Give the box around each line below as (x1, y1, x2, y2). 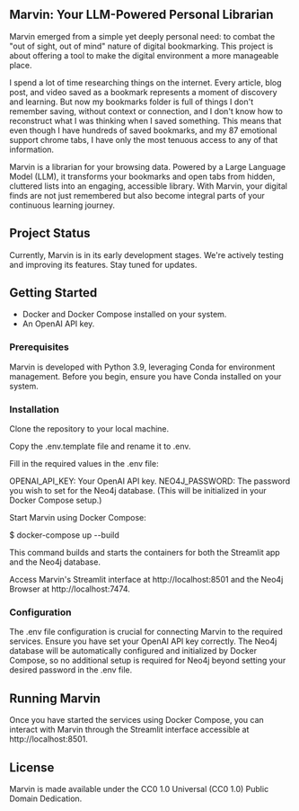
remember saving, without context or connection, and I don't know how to (9, 105, 283, 116)
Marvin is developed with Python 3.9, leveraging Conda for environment (9, 361, 276, 372)
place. (9, 59, 33, 70)
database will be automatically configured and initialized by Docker (9, 646, 258, 656)
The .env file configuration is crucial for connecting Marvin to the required (9, 627, 283, 637)
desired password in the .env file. (9, 664, 133, 675)
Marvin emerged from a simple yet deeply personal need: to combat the (9, 31, 276, 41)
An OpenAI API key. (22, 318, 95, 329)
